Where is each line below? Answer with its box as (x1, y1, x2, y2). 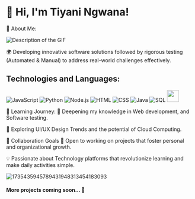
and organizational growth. (6, 143, 72, 150)
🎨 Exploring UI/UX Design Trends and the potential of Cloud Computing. (6, 126, 182, 133)
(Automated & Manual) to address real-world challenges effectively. (6, 56, 171, 64)
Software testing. (6, 114, 49, 121)
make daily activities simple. (6, 161, 75, 168)
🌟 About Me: (6, 25, 37, 32)
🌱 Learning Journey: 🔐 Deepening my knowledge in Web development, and (6, 108, 190, 115)
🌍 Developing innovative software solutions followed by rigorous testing (6, 48, 183, 55)
